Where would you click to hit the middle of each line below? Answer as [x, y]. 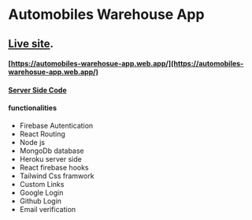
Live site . [31, 44]
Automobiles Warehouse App [106, 15]
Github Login [40, 201]
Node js [32, 142]
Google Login [41, 192]
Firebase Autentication [56, 125]
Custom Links [42, 184]
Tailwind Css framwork [57, 176]
